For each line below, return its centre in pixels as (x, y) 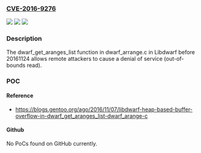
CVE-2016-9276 (31, 9)
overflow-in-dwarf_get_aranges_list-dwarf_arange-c (82, 116)
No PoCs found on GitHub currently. (52, 143)
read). (34, 65)
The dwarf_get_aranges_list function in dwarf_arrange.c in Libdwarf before (101, 52)
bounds (16, 65)
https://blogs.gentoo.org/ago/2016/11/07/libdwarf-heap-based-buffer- (104, 109)
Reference (20, 96)
